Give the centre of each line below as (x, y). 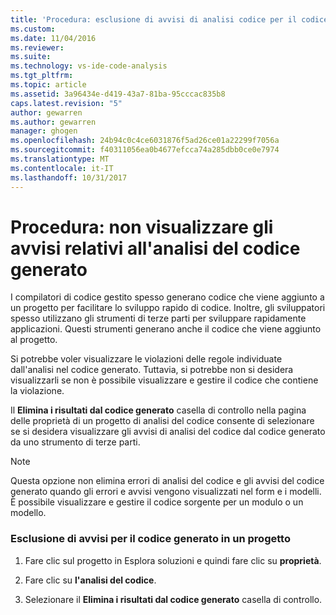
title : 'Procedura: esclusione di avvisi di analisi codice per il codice (169, 19)
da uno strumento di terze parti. (75, 442)
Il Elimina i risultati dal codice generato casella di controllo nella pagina (158, 410)
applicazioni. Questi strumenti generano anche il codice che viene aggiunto (166, 329)
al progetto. (34, 340)
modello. (28, 513)
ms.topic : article (48, 85)
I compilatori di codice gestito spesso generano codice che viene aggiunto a (167, 297)
